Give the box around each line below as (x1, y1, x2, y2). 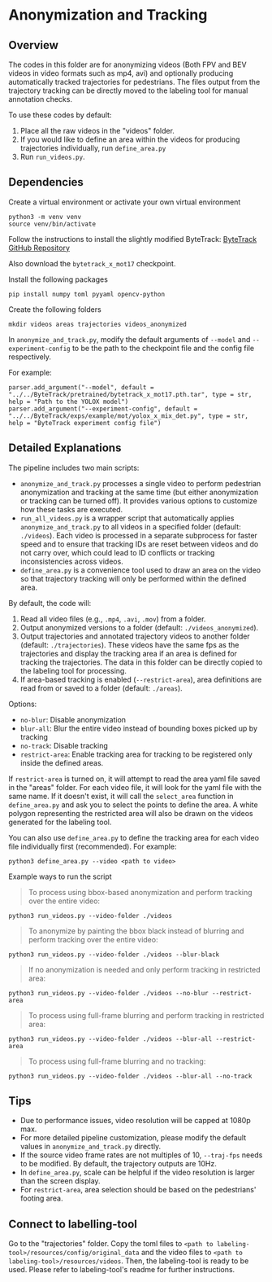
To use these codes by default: (8, 110, 112, 120)
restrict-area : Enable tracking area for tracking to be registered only (19, 749, 253, 759)
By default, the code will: (8, 598, 92, 608)
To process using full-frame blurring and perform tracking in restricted (28, 1010, 265, 1020)
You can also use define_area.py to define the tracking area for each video (8, 832, 260, 842)
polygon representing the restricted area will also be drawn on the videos (8, 808, 253, 818)
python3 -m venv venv (8, 213, 82, 221)
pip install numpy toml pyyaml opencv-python (8, 290, 165, 298)
